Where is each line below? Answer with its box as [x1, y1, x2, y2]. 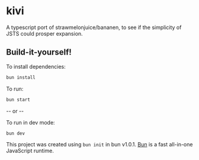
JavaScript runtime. [6, 147, 54, 155]
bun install [6, 74, 36, 81]
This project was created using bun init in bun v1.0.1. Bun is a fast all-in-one [6, 141, 193, 148]
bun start [6, 97, 31, 103]
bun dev [6, 130, 25, 136]
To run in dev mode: [6, 119, 55, 126]
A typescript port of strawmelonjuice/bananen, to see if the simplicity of [6, 24, 182, 31]
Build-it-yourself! [6, 47, 72, 57]
